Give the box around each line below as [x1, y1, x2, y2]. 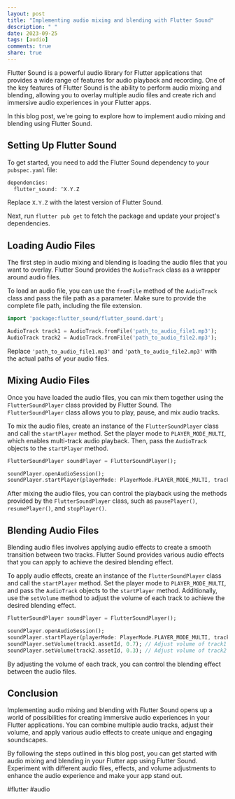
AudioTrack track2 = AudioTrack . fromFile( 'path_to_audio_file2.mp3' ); [7, 334, 218, 341]
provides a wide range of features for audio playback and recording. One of [7, 76, 225, 84]
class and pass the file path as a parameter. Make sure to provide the [7, 294, 206, 303]
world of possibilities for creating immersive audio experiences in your [7, 714, 210, 722]
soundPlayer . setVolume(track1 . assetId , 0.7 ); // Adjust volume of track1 [7, 640, 227, 648]
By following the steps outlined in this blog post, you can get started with [7, 749, 218, 758]
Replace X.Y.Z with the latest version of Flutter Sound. [7, 198, 163, 207]
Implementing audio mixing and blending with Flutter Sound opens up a [7, 706, 213, 714]
